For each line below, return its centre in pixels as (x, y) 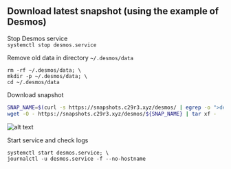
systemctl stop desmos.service (52, 45)
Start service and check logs (48, 140)
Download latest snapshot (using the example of (113, 11)
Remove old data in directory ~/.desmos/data (70, 57)
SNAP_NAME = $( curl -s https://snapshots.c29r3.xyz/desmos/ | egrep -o (109, 107)
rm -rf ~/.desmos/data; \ (44, 70)
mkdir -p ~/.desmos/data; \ (47, 76)
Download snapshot (35, 94)
